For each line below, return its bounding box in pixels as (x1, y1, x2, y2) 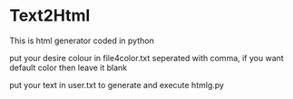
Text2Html (9, 5, 91, 26)
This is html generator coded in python (9, 35, 154, 46)
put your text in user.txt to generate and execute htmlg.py (9, 79, 225, 90)
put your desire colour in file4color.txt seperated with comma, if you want (9, 52, 284, 63)
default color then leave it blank (9, 62, 128, 73)
